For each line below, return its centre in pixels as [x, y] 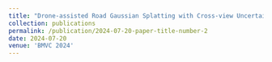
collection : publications [52, 23]
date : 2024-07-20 [38, 38]
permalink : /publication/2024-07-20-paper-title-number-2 [108, 31]
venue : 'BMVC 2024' [41, 46]
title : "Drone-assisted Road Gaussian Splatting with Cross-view [121, 16]
